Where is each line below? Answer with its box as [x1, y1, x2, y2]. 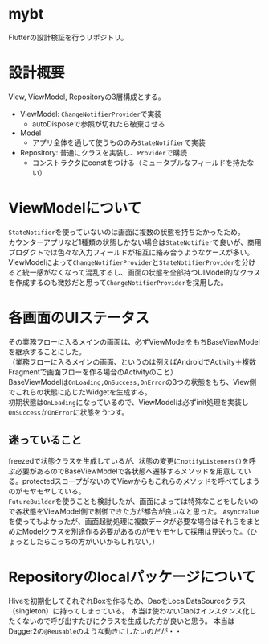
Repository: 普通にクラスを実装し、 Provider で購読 [19, 147, 187, 157]
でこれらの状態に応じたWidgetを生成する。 [8, 387, 153, 397]
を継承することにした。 [8, 347, 86, 357]
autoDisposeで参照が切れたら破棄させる [31, 118, 165, 129]
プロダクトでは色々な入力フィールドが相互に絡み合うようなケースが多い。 [8, 247, 255, 257]
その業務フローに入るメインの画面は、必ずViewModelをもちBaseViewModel [8, 336, 261, 346]
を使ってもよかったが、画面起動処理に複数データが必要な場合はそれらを [8, 516, 247, 526]
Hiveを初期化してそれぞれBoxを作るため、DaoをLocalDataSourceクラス [8, 596, 247, 605]
